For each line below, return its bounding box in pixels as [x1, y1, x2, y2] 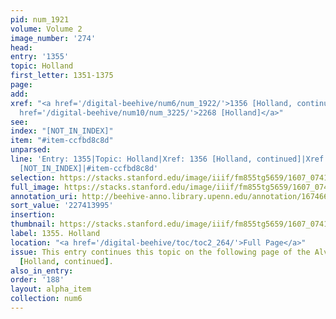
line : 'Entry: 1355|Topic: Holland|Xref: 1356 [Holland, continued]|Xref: [10, 154, 329, 164]
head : [10, 42, 33, 53]
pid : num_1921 [10, 14, 70, 25]
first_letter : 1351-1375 [10, 71, 114, 81]
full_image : [10, 182, 60, 192]
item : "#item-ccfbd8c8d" [10, 136, 114, 146]
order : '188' [10, 275, 65, 285]
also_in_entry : [10, 266, 74, 276]
